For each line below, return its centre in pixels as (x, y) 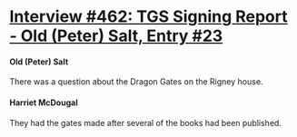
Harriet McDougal (44, 103)
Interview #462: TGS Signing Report (148, 17)
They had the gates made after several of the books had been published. (145, 122)
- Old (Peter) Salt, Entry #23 (116, 36)
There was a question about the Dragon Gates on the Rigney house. (136, 82)
